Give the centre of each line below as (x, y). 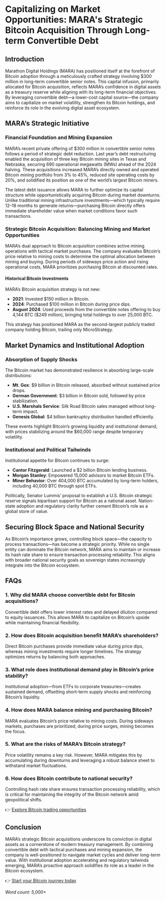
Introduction (25, 59)
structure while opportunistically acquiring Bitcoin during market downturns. (83, 195)
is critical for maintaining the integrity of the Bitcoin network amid (72, 794)
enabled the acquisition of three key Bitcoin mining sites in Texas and (76, 159)
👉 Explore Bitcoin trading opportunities (46, 810)
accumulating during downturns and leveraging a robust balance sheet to (80, 760)
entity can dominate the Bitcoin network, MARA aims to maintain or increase (83, 549)
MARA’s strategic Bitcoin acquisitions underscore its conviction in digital (79, 839)
